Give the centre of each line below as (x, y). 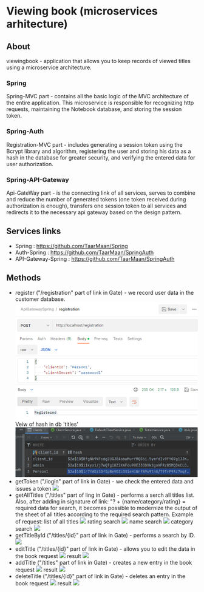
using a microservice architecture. (49, 67)
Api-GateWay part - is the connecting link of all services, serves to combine (101, 193)
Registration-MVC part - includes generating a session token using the (95, 144)
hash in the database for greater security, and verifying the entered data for (101, 157)
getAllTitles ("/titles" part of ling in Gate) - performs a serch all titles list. (105, 495)
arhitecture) (37, 24)
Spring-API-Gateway (38, 180)
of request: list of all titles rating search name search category (104, 522)
